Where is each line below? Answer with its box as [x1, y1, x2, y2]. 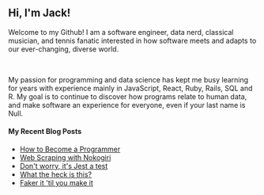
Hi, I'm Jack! [8, 6, 71, 20]
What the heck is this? [19, 170, 92, 179]
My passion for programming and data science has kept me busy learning [8, 75, 249, 84]
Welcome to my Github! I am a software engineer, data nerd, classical [8, 27, 234, 36]
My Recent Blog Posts [8, 127, 82, 136]
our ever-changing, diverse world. [8, 44, 119, 54]
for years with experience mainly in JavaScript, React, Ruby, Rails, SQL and [8, 83, 253, 93]
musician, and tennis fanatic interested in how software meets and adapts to [8, 36, 257, 45]
